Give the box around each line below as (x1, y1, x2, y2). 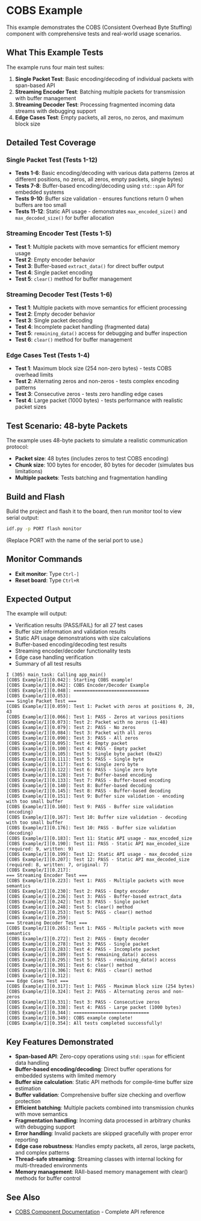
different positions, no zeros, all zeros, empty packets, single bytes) (14, 176, 184, 183)
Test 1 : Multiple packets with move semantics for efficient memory (14, 243, 180, 250)
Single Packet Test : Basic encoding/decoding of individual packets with (14, 75, 194, 82)
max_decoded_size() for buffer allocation (14, 214, 114, 222)
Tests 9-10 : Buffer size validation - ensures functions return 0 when (14, 195, 184, 202)
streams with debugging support (14, 107, 96, 115)
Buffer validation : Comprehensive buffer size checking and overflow (14, 1091, 186, 1098)
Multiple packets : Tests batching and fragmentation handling (14, 474, 167, 482)
